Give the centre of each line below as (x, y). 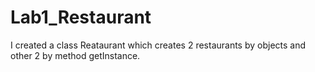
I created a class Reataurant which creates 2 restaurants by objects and (158, 45)
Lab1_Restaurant (81, 17)
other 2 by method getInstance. (75, 55)
